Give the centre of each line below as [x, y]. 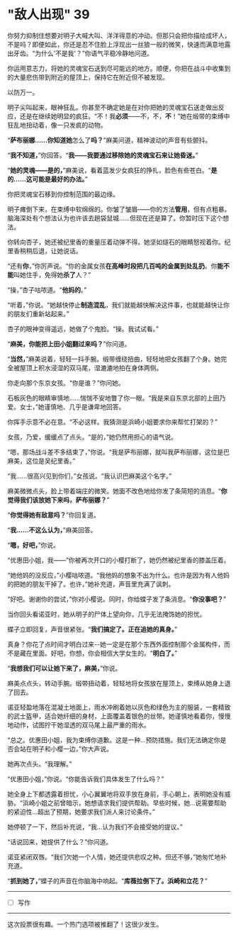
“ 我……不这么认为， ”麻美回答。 [52, 530]
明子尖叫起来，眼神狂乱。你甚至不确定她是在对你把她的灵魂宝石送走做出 [113, 107]
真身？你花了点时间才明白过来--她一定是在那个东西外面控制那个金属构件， [116, 644]
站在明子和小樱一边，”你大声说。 [66, 749]
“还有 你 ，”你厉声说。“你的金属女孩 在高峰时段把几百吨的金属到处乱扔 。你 [112, 266]
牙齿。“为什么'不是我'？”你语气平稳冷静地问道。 [83, 53]
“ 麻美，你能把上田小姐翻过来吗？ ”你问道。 [69, 344]
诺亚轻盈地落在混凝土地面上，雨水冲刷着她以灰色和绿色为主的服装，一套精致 [119, 707]
